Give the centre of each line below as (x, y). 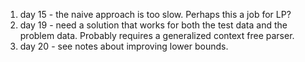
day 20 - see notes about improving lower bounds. (124, 46)
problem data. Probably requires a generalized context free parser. (157, 35)
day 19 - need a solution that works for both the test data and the (153, 25)
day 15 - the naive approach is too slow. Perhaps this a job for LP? (155, 14)
